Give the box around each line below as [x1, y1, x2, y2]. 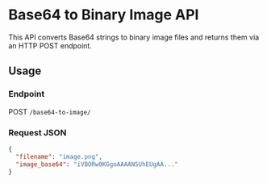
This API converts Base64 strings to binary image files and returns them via [8, 32, 260, 42]
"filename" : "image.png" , [15, 152, 103, 160]
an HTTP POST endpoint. [8, 40, 93, 50]
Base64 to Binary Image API [8, 6, 199, 24]
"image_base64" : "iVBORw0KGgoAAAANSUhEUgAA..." [15, 160, 179, 168]
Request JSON [8, 127, 67, 138]
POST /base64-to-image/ [8, 106, 91, 116]
